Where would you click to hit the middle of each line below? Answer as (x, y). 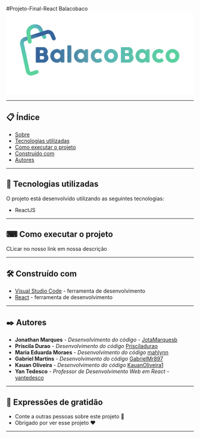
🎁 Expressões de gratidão (54, 402)
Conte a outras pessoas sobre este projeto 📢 (70, 417)
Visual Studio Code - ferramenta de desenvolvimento (80, 291)
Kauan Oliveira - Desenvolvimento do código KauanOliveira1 (89, 365)
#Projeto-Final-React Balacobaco (47, 9)
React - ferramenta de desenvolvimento (64, 297)
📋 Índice (23, 117)
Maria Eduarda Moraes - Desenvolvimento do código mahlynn (91, 352)
